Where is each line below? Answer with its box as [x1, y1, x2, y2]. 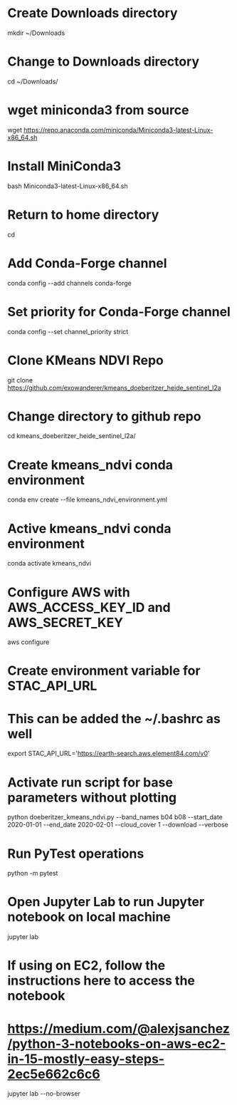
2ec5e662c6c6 [7, 1066, 101, 1082]
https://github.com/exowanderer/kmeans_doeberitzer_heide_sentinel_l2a [7, 383, 222, 392]
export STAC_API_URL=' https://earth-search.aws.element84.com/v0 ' [7, 749, 210, 758]
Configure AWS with [7, 584, 130, 600]
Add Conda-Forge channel [7, 255, 167, 271]
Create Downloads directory [7, 5, 178, 21]
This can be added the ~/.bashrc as [7, 710, 221, 727]
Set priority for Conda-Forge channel [7, 304, 231, 320]
